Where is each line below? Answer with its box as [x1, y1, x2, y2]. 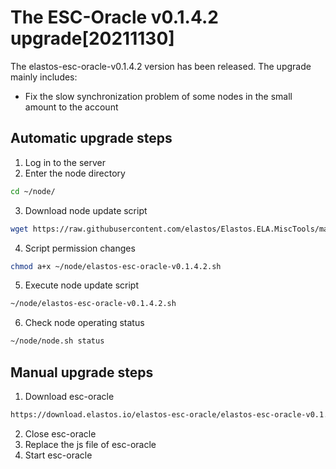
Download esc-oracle [24, 390, 115, 402]
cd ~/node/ [10, 186, 56, 196]
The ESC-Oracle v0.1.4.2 [10, 6, 219, 29]
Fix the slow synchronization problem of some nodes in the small [24, 90, 293, 102]
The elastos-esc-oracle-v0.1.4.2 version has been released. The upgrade [10, 60, 312, 72]
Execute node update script [24, 279, 140, 291]
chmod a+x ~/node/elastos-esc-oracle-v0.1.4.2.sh [10, 261, 222, 271]
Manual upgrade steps [10, 364, 154, 381]
